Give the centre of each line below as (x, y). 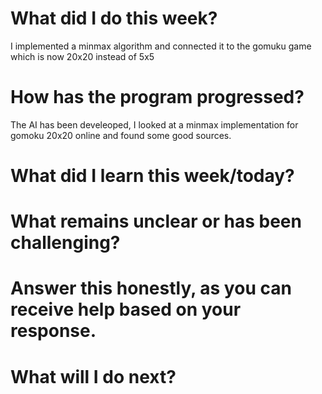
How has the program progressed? (157, 97)
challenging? (65, 243)
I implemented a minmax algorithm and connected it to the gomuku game (161, 46)
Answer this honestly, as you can (151, 288)
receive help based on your (126, 309)
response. (53, 331)
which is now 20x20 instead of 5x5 (82, 56)
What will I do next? (93, 376)
